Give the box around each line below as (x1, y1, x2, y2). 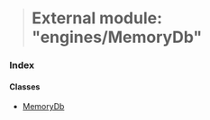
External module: (31, 8, 163, 29)
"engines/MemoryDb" (31, 27, 203, 47)
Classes (9, 81, 41, 92)
